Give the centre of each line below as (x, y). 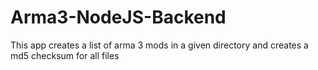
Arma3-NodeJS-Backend (118, 17)
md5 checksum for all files (65, 55)
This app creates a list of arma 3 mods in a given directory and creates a (159, 45)
